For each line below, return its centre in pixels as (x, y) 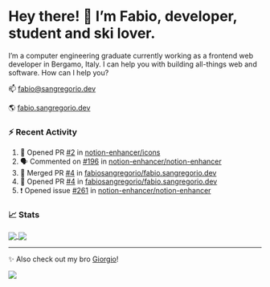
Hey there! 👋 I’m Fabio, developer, (123, 16)
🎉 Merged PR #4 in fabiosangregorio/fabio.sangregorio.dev (118, 173)
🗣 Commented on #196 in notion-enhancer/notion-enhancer (121, 162)
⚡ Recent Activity (43, 131)
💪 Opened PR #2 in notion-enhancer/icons (90, 152)
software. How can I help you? (59, 72)
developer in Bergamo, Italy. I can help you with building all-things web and (133, 64)
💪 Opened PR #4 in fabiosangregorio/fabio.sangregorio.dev (119, 182)
